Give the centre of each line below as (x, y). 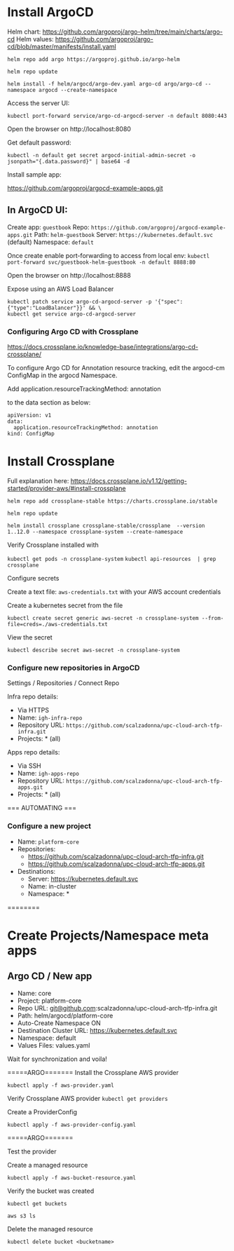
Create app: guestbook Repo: (48, 227)
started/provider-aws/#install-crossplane (67, 488)
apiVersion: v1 (29, 415)
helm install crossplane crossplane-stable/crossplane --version (106, 526)
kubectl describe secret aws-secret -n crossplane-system (94, 650)
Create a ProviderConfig (42, 1111)
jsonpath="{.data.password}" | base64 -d (69, 161)
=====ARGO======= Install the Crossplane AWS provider (93, 1072)
